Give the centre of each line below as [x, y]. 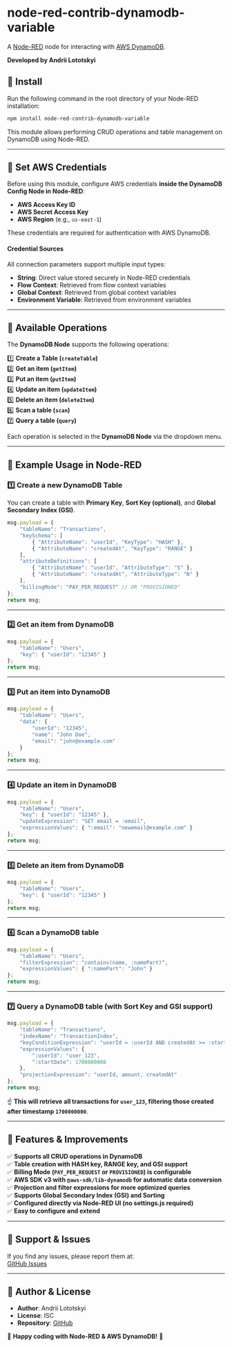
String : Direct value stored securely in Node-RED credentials [104, 278]
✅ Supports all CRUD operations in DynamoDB [75, 1156]
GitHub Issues [27, 1263]
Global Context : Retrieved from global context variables [97, 292]
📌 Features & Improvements [68, 1140]
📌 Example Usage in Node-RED [75, 465]
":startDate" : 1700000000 [69, 1062]
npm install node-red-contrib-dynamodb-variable [78, 118]
